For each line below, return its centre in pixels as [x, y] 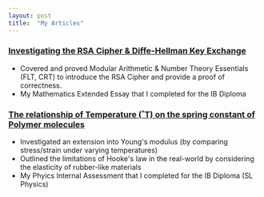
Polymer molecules [47, 124]
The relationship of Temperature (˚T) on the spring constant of [132, 114]
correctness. [41, 85]
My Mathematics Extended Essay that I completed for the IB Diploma [133, 93]
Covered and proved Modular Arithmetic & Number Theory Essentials [134, 68]
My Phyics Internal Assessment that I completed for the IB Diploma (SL [136, 175]
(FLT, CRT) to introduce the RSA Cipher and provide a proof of [122, 77]
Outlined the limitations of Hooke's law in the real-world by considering [137, 159]
